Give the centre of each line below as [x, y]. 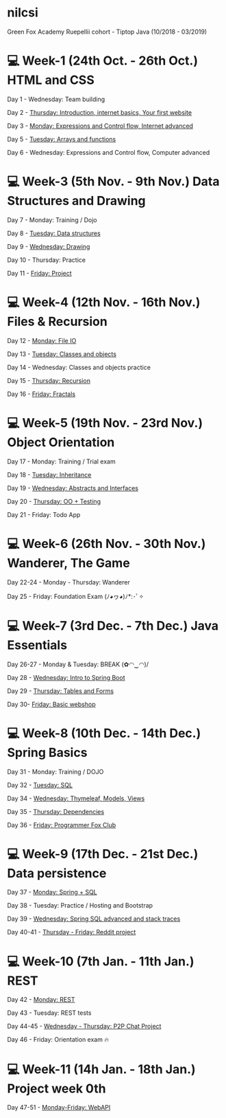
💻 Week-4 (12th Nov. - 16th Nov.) [104, 302]
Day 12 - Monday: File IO [42, 340]
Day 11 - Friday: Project [39, 273]
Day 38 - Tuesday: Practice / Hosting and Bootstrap [80, 906]
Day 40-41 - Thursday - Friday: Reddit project [72, 932]
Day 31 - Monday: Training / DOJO [55, 771]
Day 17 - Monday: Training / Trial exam [61, 461]
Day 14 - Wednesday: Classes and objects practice [79, 367]
